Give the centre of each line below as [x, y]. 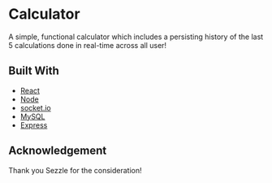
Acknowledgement [58, 151]
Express [34, 125]
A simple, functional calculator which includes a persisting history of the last [136, 37]
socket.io [35, 107]
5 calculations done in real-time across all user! [88, 45]
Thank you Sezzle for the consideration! [75, 170]
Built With [34, 71]
